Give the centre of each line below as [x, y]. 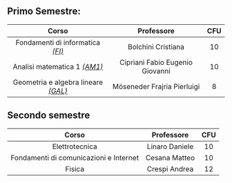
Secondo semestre [49, 116]
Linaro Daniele [170, 146]
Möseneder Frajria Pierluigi [156, 86]
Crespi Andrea [170, 168]
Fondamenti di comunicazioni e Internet [75, 157]
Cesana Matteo [170, 157]
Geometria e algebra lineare [58, 82]
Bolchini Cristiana [156, 46]
